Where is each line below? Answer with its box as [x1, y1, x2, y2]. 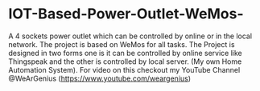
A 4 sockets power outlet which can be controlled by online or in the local [8, 31, 252, 41]
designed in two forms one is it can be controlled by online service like [8, 48, 243, 57]
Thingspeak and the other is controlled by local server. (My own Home [8, 57, 242, 66]
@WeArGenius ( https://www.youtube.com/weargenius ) [8, 73, 192, 83]
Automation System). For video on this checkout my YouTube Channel [8, 65, 241, 74]
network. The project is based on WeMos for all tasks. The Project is [8, 39, 235, 49]
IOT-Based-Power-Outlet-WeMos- [8, 5, 244, 23]
